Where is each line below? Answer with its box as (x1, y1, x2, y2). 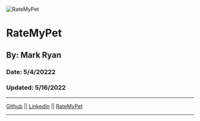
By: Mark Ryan (6, 50, 61, 60)
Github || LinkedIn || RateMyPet (6, 103, 83, 110)
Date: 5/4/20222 (6, 68, 56, 76)
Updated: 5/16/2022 (6, 84, 66, 92)
